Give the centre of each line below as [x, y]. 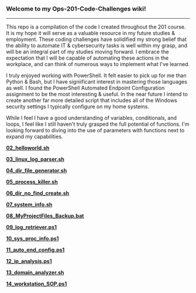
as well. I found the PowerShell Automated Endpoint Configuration [85, 88]
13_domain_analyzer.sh [35, 273]
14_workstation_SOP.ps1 [36, 284]
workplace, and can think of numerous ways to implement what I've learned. [98, 64]
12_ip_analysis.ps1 [29, 261]
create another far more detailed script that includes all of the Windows [92, 101]
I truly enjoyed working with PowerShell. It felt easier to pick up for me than [96, 75]
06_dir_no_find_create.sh [38, 193]
